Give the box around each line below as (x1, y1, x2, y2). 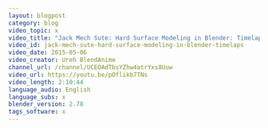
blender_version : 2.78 (8, 100, 84, 108)
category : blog (8, 19, 59, 27)
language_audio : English (8, 85, 91, 94)
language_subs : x (8, 93, 66, 101)
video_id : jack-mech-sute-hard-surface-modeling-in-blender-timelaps (8, 41, 245, 49)
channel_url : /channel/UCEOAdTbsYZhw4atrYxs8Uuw (8, 64, 173, 72)
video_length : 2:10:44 (8, 78, 84, 86)
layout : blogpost (8, 11, 66, 20)
